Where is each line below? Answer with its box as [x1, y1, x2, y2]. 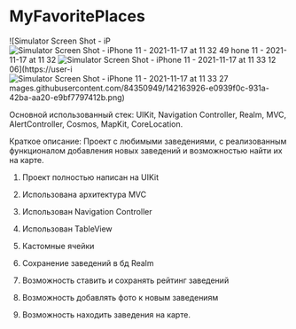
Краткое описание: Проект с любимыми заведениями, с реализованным [9, 136, 287, 146]
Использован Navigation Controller [21, 206, 152, 216]
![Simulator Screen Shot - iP [9, 35, 111, 46]
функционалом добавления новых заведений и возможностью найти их [9, 145, 283, 156]
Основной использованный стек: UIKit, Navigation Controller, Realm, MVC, [9, 109, 287, 120]
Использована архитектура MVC [21, 189, 147, 200]
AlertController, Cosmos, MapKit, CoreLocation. [9, 118, 183, 129]
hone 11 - [230, 44, 264, 55]
